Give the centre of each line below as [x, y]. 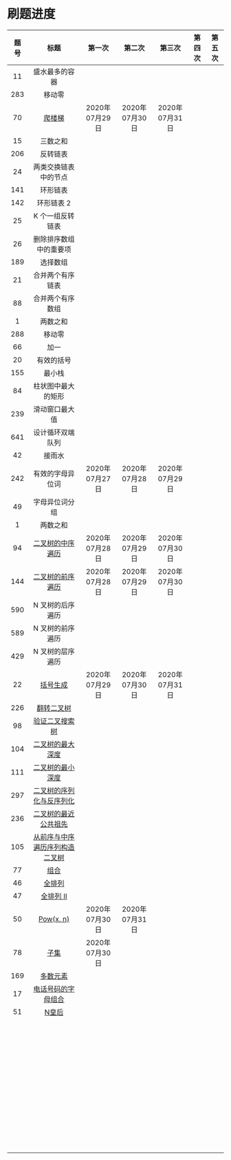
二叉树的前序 [54, 577]
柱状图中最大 [54, 386]
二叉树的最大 [54, 744]
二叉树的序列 [54, 790]
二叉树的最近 [54, 814]
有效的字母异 [54, 473]
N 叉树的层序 [54, 651]
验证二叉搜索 [54, 721]
